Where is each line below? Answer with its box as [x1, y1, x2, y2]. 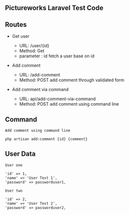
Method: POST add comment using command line [19, 101, 119, 107]
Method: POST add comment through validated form [19, 77, 125, 83]
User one [5, 162, 23, 167]
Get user [12, 34, 30, 39]
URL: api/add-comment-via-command [19, 96, 96, 102]
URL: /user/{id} [19, 43, 49, 49]
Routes [5, 20, 27, 29]
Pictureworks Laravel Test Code [5, 4, 103, 12]
